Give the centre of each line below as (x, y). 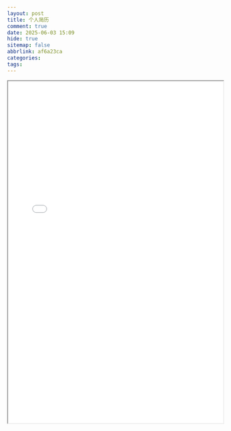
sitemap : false (29, 45)
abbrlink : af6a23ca (35, 52)
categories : (24, 58)
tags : (15, 64)
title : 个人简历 (28, 20)
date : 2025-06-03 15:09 (41, 32)
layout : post (26, 13)
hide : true (23, 39)
